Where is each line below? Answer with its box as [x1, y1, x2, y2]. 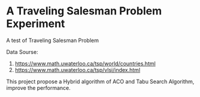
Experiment [6, 17, 65, 31]
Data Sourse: [6, 48, 38, 55]
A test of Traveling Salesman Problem [6, 37, 99, 44]
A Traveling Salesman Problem [6, 4, 162, 18]
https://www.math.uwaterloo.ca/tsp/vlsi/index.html [14, 66, 141, 73]
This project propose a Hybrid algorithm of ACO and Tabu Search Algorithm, [6, 78, 195, 85]
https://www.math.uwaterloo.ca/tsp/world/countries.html [14, 60, 156, 67]
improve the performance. [6, 84, 71, 91]
